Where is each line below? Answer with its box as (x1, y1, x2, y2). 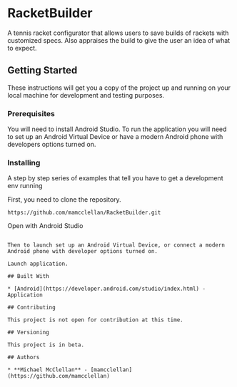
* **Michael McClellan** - (7, 366, 88, 373)
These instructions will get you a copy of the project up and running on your (7, 83, 231, 92)
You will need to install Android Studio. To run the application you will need (7, 125, 227, 133)
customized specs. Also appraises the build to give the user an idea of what (7, 36, 231, 44)
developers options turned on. (7, 140, 96, 149)
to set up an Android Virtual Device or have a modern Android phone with (7, 133, 223, 141)
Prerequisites (7, 108, 55, 118)
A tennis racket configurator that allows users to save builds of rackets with (7, 29, 229, 37)
